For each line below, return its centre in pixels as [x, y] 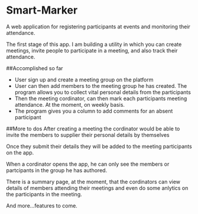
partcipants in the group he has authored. [57, 170]
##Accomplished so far [35, 68]
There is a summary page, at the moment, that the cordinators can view [93, 182]
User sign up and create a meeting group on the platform [84, 80]
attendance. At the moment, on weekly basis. [70, 104]
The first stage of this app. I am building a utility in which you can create [94, 44]
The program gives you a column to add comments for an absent [94, 111]
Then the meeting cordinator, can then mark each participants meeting [101, 98]
